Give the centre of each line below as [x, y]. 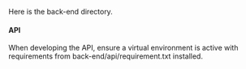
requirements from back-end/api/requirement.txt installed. [106, 56]
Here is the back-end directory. [61, 12]
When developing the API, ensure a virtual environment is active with [123, 48]
